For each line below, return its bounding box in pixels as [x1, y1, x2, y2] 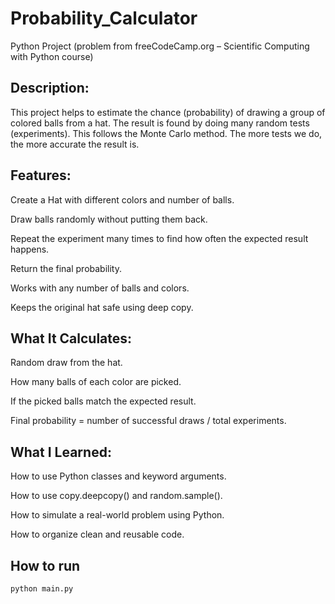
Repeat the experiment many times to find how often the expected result [10, 232, 309, 244]
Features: [10, 167, 72, 184]
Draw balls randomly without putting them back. [10, 213, 208, 225]
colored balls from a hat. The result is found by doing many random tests [10, 117, 310, 129]
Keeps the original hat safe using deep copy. [10, 301, 194, 313]
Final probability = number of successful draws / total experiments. [10, 415, 287, 427]
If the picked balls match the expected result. [10, 395, 197, 407]
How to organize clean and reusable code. [10, 528, 185, 541]
